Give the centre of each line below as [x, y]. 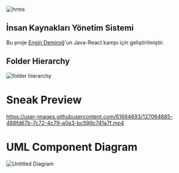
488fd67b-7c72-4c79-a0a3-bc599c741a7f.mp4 [65, 123]
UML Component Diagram [72, 147]
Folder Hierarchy [38, 61]
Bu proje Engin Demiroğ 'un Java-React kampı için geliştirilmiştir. [85, 43]
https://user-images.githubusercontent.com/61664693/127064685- [90, 116]
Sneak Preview [44, 100]
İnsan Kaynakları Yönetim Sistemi [70, 28]
